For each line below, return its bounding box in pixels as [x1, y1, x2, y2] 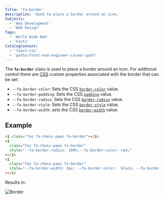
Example [5, 121, 32, 129]
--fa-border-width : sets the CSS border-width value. [12, 107, 119, 113]
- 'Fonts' [9, 39, 29, 44]
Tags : [5, 30, 16, 35]
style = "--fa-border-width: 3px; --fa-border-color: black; [9, 166, 134, 171]
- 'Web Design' [9, 25, 41, 30]
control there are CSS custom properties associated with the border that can [5, 72, 159, 77]
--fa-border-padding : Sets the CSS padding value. [12, 91, 113, 97]
